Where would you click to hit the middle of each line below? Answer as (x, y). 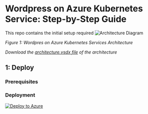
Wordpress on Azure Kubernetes (74, 9)
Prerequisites (22, 82)
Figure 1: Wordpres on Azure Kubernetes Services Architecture (69, 42)
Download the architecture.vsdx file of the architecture (61, 52)
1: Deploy (20, 68)
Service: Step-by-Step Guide (66, 19)
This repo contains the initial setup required (49, 33)
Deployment (20, 95)
